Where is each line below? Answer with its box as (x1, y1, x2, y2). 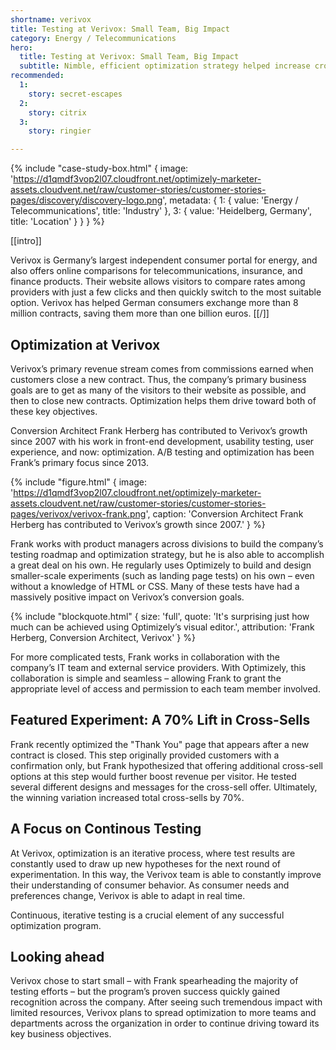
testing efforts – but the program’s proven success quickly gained (10, 986, 281, 998)
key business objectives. (10, 1028, 112, 1040)
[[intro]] (10, 235, 42, 247)
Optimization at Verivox (10, 336, 161, 353)
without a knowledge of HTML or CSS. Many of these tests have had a (10, 580, 300, 592)
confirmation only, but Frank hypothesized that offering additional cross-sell (10, 759, 323, 771)
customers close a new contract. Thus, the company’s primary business (10, 373, 307, 385)
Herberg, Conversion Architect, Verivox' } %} (10, 631, 196, 643)
